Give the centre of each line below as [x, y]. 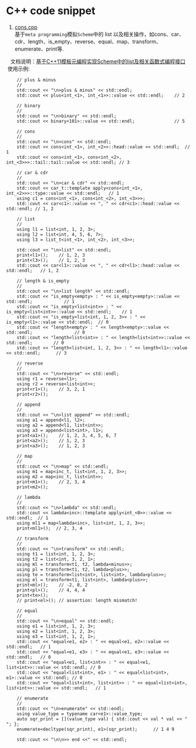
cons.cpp [26, 27]
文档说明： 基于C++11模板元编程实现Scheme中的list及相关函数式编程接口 [98, 61]
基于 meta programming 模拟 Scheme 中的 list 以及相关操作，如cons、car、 [99, 34]
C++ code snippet [51, 11]
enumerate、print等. [39, 49]
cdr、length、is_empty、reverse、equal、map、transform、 [88, 41]
